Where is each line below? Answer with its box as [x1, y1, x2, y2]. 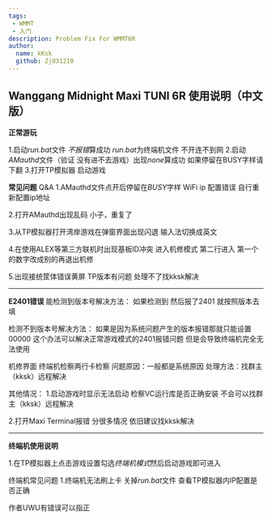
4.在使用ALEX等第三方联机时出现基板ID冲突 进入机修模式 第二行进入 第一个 [8, 244, 259, 254]
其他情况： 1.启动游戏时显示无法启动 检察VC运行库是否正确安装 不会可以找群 [8, 389, 263, 398]
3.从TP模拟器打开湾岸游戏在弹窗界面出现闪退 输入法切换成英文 [8, 226, 218, 236]
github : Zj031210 [15, 58, 74, 66]
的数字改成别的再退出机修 [8, 254, 94, 264]
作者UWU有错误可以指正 [8, 502, 91, 512]
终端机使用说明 [8, 440, 58, 450]
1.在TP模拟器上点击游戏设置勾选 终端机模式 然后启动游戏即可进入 [8, 458, 221, 467]
